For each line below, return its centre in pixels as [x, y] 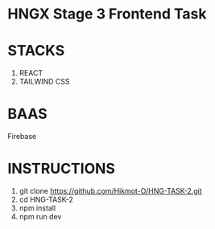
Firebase [22, 137]
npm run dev [40, 217]
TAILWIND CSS [44, 82]
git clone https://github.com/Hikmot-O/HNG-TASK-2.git [110, 191]
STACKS [36, 51]
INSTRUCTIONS [62, 169]
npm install [37, 208]
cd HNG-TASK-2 [46, 199]
